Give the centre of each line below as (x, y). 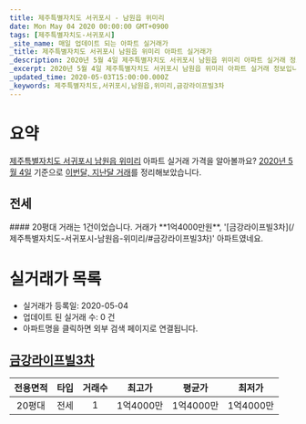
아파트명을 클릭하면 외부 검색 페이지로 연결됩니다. (110, 328)
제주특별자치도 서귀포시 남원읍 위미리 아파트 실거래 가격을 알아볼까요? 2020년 (148, 160)
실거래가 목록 (56, 279)
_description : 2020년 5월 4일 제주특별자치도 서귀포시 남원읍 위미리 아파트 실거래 (148, 60)
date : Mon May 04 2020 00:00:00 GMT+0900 (89, 26)
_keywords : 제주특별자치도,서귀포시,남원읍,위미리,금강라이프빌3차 (117, 86)
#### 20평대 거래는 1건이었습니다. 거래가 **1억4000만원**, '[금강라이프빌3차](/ (152, 227)
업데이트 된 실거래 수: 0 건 (69, 317)
